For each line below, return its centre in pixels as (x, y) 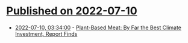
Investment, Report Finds (46, 33)
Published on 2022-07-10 (72, 11)
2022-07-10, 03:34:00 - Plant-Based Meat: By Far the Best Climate (98, 27)
